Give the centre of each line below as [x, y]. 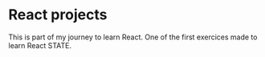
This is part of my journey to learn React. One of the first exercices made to [133, 37]
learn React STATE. [40, 45]
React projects [58, 15]
